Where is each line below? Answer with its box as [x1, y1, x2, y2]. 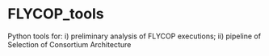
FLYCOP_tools [7, 5, 104, 23]
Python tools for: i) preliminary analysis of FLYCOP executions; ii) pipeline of [7, 31, 262, 41]
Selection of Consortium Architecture [7, 39, 132, 49]
